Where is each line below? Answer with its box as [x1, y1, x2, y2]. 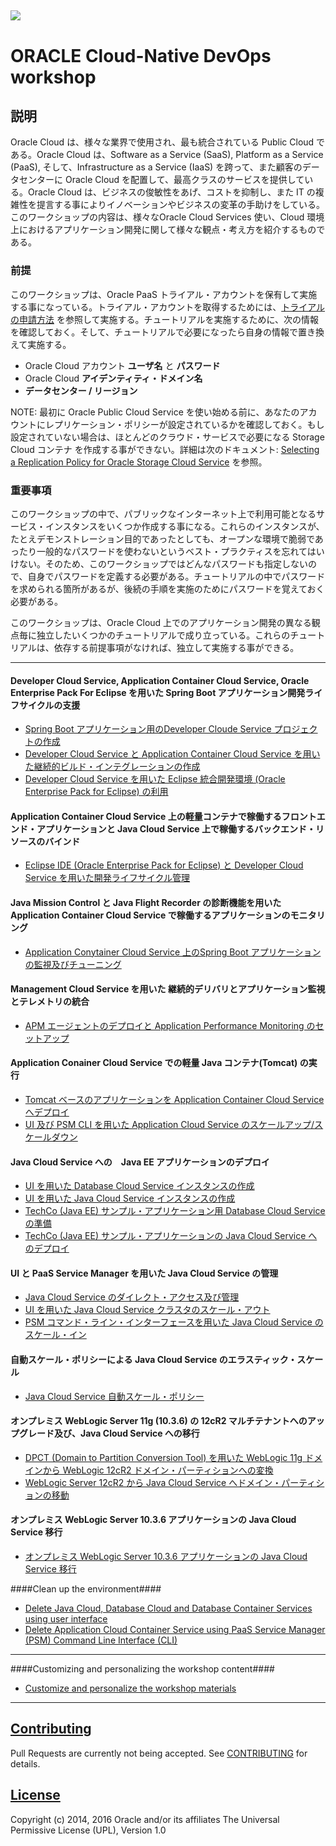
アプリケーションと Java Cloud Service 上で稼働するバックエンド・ [36, 822, 316, 835]
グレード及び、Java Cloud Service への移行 [18, 1427, 200, 1440]
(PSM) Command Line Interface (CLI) [24, 1634, 178, 1646]
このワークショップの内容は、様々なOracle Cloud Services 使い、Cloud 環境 [10, 211, 325, 223]
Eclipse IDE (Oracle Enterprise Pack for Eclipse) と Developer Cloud [24, 859, 304, 871]
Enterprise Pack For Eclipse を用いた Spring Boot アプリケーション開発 [10, 686, 306, 698]
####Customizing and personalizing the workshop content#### [10, 1663, 275, 1675]
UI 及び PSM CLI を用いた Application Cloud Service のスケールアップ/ [24, 1119, 315, 1130]
